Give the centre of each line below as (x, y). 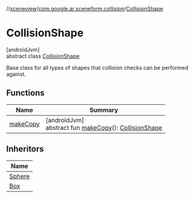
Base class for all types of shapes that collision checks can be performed (97, 67)
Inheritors (25, 149)
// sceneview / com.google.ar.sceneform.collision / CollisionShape (85, 9)
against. (16, 74)
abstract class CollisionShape (43, 56)
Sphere (20, 176)
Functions (26, 93)
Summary (104, 110)
